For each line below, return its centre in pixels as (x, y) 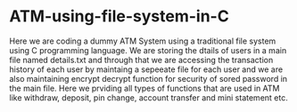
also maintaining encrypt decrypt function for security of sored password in (148, 78)
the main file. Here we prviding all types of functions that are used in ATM (144, 88)
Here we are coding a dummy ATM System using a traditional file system (143, 41)
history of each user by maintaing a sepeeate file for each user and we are (146, 69)
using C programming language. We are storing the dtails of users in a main (148, 50)
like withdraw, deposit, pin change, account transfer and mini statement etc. (148, 97)
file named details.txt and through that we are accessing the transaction (141, 60)
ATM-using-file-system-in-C (119, 16)
